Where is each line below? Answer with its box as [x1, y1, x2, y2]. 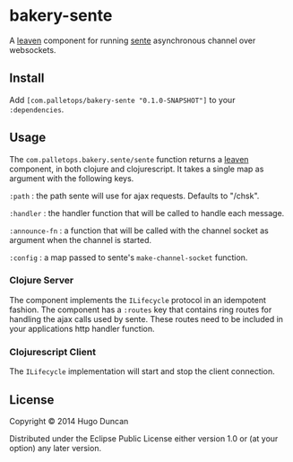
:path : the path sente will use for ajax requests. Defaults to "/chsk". [9, 190, 260, 201]
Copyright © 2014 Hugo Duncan [9, 415, 129, 426]
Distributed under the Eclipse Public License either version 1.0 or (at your [9, 432, 279, 444]
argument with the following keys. [9, 172, 134, 184]
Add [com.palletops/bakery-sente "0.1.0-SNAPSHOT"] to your [9, 94, 236, 105]
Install [9, 71, 45, 86]
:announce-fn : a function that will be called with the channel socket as [9, 225, 269, 236]
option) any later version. [9, 442, 101, 453]
